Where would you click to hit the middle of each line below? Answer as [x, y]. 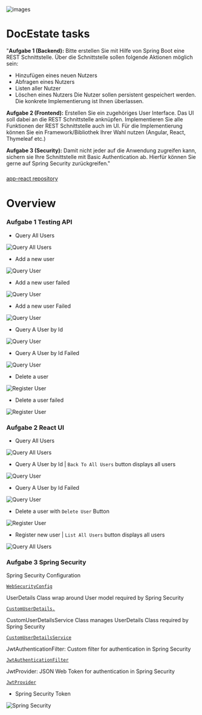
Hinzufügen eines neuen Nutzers [56, 75]
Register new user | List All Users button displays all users [90, 535]
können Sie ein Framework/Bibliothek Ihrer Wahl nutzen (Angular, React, [96, 132]
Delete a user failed [39, 400]
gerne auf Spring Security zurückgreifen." [58, 163]
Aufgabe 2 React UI [35, 427]
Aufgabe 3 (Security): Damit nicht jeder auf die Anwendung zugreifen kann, [101, 150]
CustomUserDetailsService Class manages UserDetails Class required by [97, 620]
